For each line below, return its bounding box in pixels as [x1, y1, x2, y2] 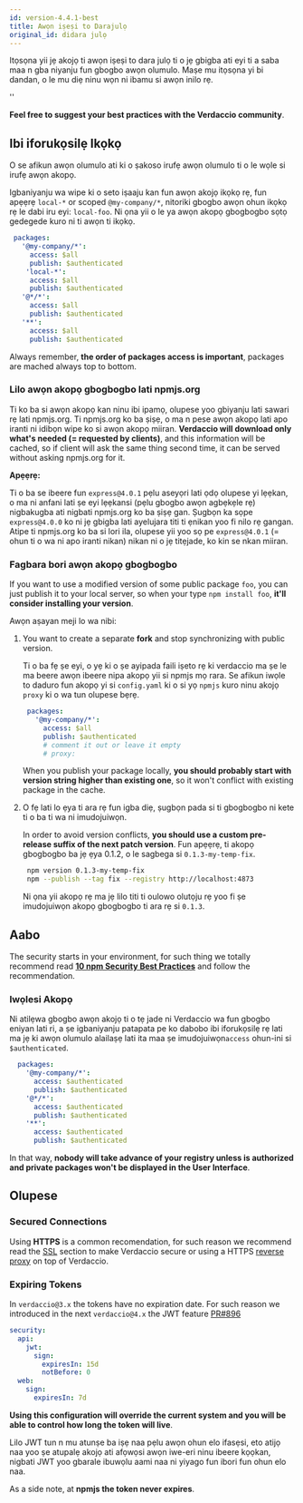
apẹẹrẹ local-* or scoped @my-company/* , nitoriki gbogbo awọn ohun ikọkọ [9, 197, 288, 208]
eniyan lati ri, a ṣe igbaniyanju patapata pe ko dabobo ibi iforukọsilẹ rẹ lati [9, 1023, 283, 1034]
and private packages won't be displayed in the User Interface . [9, 1162, 251, 1173]
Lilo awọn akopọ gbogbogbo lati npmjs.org [9, 383, 201, 395]
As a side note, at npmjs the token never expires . [9, 1483, 195, 1494]
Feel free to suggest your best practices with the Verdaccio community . [9, 110, 285, 121]
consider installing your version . [9, 598, 134, 609]
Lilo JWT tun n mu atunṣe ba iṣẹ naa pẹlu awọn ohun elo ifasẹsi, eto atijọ [9, 1437, 281, 1448]
